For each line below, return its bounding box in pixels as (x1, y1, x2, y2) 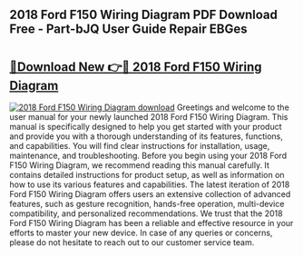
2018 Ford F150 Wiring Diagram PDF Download (9, 7, 279, 23)
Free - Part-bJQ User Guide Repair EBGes (9, 22, 248, 37)
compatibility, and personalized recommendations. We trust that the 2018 (9, 208, 283, 219)
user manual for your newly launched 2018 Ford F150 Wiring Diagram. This (9, 112, 288, 122)
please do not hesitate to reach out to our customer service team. (9, 237, 255, 248)
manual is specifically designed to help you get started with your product (9, 122, 283, 132)
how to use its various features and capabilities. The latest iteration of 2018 (9, 179, 290, 190)
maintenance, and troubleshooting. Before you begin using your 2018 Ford (9, 150, 288, 161)
